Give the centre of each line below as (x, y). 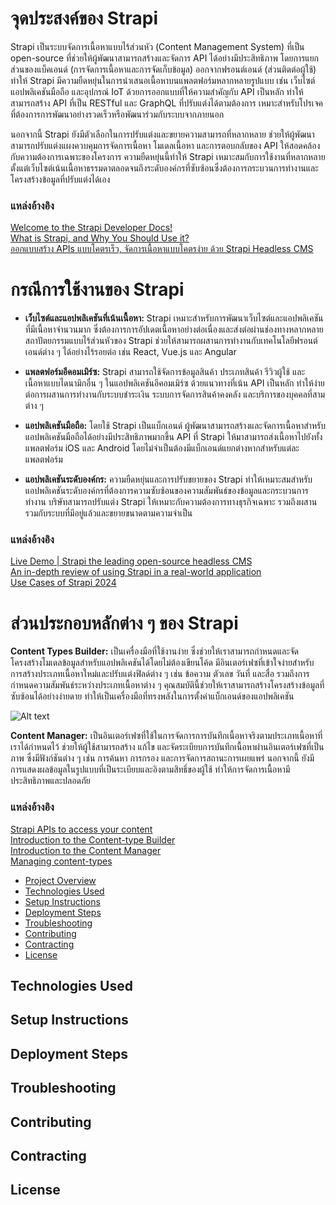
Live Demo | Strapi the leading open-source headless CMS (131, 561)
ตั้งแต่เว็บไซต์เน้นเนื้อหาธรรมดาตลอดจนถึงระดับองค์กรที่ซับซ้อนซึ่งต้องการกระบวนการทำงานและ (164, 168)
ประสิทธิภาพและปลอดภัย (50, 781)
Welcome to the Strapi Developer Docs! (91, 228)
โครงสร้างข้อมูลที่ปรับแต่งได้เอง (60, 179)
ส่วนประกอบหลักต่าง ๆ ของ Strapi (124, 623)
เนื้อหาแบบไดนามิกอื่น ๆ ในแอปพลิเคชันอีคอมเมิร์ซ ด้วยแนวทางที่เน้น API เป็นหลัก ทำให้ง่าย (174, 383)
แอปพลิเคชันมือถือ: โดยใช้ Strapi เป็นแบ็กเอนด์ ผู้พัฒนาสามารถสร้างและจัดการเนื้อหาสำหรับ (175, 426)
